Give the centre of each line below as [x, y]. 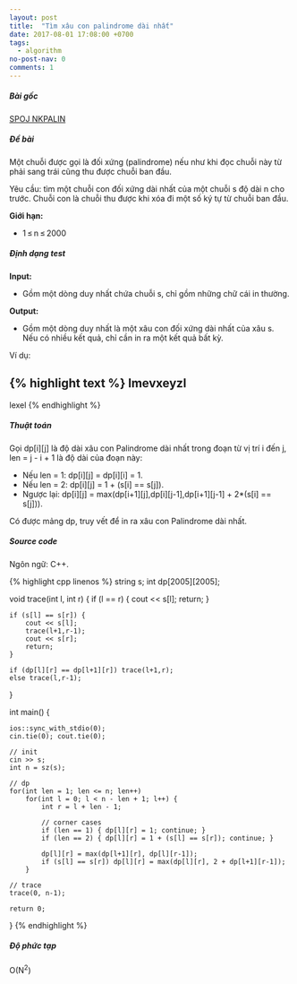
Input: [21, 276]
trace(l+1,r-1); [56, 631]
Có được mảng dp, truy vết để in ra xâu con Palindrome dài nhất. [128, 521]
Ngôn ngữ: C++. [39, 564]
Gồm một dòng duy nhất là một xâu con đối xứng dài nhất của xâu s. [148, 328]
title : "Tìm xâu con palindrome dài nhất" [92, 26]
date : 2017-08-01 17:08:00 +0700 [72, 34]
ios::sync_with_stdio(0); [57, 728]
